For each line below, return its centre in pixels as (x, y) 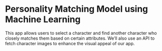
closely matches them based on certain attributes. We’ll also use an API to (80, 38)
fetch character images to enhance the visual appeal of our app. (70, 43)
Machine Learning (43, 19)
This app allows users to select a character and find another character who (81, 33)
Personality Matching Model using (77, 9)
